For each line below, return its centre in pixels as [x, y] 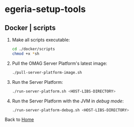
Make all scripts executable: [41, 40]
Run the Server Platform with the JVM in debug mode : [68, 101]
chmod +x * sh [26, 54]
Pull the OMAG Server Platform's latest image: [59, 63]
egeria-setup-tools [45, 9]
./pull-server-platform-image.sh [47, 72]
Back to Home [19, 119]
